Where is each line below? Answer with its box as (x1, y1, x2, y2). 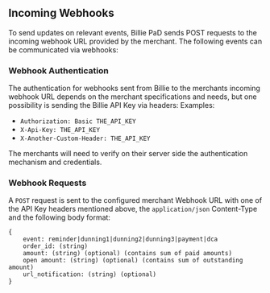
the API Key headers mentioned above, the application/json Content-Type (8, 204, 258, 214)
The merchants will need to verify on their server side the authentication (8, 149, 248, 159)
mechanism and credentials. (8, 157, 102, 167)
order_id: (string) (23, 242, 89, 250)
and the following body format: (8, 213, 111, 222)
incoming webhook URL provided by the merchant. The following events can (8, 36, 263, 46)
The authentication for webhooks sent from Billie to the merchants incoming (8, 84, 260, 93)
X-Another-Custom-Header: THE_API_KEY (19, 134, 151, 143)
